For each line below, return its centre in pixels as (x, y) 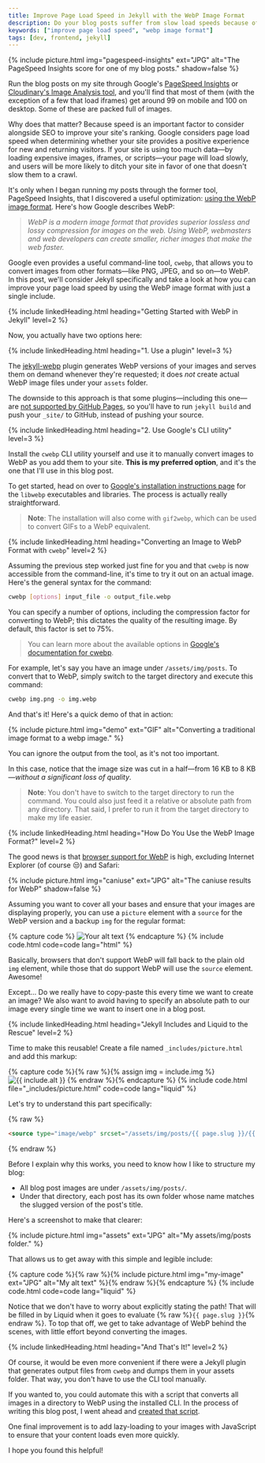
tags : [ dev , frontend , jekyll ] (60, 38)
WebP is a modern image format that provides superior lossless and (138, 222)
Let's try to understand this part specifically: (80, 1104)
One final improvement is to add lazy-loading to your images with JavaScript (132, 1426)
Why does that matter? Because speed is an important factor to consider (126, 124)
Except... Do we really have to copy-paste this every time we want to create (131, 992)
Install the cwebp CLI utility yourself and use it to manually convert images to (131, 454)
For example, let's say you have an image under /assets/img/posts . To (123, 668)
